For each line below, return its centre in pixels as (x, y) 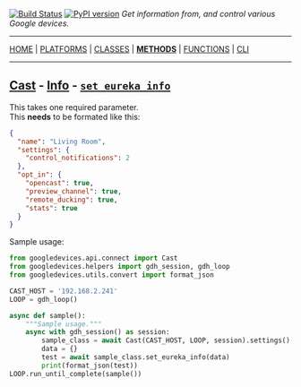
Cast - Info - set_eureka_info (90, 86)
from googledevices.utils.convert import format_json (112, 275)
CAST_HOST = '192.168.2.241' (64, 291)
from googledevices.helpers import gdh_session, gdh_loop (120, 267)
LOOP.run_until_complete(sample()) (76, 374)
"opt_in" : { (40, 175)
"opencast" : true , (60, 184)
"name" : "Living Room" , (61, 142)
